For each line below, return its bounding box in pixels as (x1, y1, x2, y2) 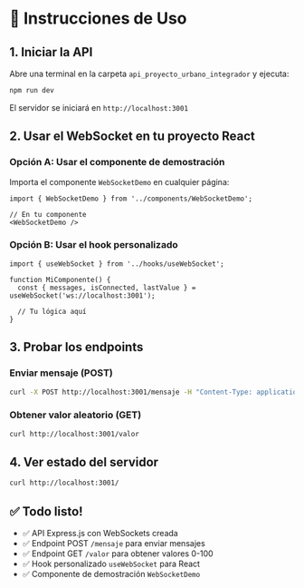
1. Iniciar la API (9, 44, 93, 60)
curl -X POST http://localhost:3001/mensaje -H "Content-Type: (9, 387, 253, 397)
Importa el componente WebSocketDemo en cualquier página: (9, 176, 230, 187)
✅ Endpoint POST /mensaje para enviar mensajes (22, 538, 205, 549)
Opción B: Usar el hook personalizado (9, 239, 178, 251)
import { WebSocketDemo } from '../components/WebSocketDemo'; (9, 194, 253, 203)
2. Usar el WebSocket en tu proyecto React (9, 129, 255, 144)
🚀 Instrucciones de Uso (9, 8, 187, 29)
